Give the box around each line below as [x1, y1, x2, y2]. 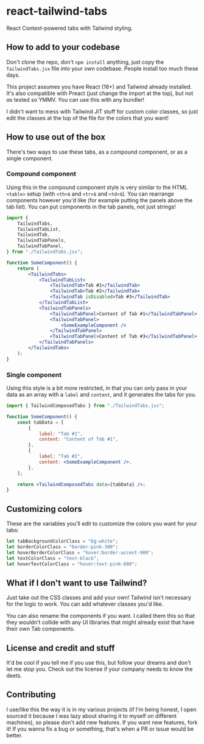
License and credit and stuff [6, 643, 115, 653]
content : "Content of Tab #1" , [38, 436, 119, 442]
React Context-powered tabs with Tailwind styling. [6, 24, 133, 32]
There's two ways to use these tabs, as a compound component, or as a [6, 148, 188, 155]
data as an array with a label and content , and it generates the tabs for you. [6, 391, 197, 399]
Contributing [6, 690, 56, 700]
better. [6, 731, 23, 739]
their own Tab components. [6, 625, 76, 632]
